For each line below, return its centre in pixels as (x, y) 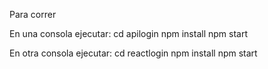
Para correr (33, 14)
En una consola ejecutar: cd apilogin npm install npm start (128, 33)
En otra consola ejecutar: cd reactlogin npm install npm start (133, 53)
